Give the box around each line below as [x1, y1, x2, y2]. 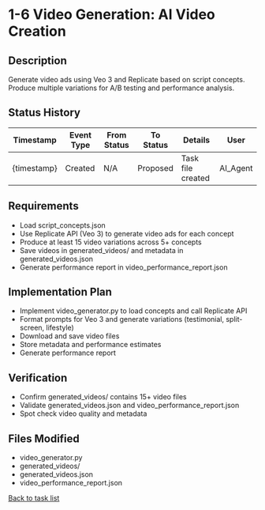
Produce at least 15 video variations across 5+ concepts [19, 237, 203, 247]
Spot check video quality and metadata [19, 409, 147, 418]
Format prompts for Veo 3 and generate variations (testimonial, [19, 315, 225, 324]
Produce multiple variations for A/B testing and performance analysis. [8, 83, 235, 93]
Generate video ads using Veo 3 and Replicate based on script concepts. [8, 75, 245, 84]
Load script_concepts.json [19, 220, 106, 230]
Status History [8, 106, 81, 119]
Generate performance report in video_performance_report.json [19, 263, 228, 272]
